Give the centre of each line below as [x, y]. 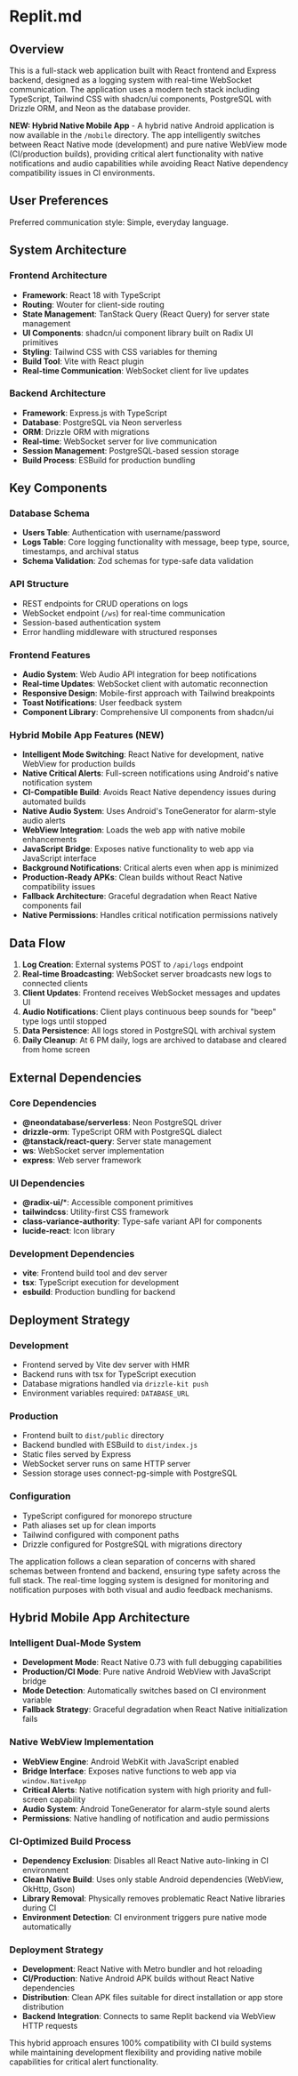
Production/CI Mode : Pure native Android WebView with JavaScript [146, 1672]
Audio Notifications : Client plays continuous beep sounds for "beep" [149, 1012]
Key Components [58, 488]
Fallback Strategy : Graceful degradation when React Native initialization [155, 1710]
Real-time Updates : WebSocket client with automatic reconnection [145, 684]
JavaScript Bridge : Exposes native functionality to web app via [138, 849]
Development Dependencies [72, 1254]
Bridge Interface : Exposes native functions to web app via [129, 1771]
